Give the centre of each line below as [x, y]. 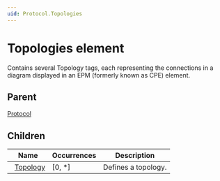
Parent [22, 97]
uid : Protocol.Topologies [45, 14]
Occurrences [74, 156]
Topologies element [66, 48]
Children [26, 136]
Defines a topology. [135, 167]
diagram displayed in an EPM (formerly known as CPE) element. [99, 75]
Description [135, 156]
